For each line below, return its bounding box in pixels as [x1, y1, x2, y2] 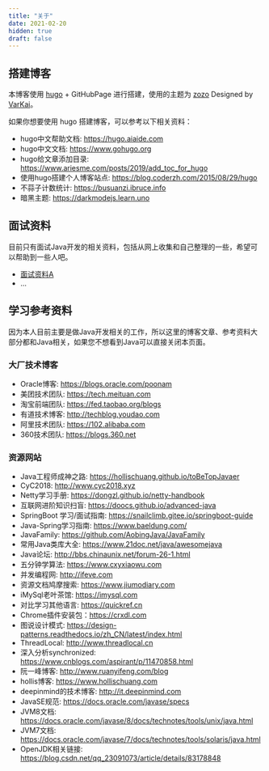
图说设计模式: [19, 621, 65, 630]
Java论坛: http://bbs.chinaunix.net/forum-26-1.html [19, 549, 191, 559]
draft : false [8, 34, 53, 43]
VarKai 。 [8, 100, 38, 109]
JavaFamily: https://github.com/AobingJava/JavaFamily [19, 530, 205, 540]
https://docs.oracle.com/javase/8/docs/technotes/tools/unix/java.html [19, 716, 254, 726]
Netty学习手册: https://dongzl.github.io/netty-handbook [19, 490, 205, 500]
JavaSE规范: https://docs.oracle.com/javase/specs [19, 697, 190, 706]
